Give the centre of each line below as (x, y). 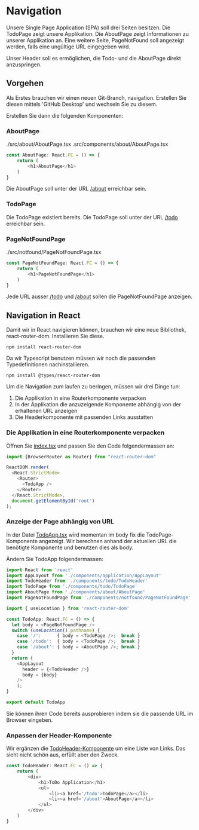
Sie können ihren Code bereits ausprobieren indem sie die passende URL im (100, 713)
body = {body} (40, 675)
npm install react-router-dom (44, 347)
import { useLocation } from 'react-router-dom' (68, 608)
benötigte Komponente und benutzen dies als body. (70, 547)
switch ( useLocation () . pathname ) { (56, 630)
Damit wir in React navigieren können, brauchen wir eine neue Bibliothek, (96, 330)
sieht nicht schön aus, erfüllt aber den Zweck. (63, 755)
